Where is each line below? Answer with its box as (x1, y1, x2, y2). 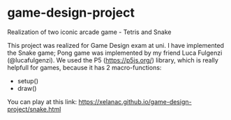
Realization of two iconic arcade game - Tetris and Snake (7, 28, 172, 36)
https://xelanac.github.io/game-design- (78, 97, 192, 105)
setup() (17, 76, 38, 85)
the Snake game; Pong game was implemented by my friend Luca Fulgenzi (7, 49, 223, 57)
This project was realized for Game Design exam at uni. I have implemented (7, 41, 225, 49)
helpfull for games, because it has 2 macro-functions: (7, 63, 162, 71)
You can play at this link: (7, 97, 77, 105)
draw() (17, 84, 37, 92)
